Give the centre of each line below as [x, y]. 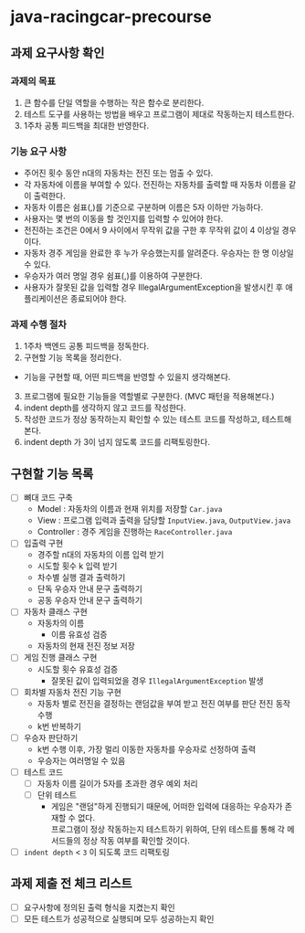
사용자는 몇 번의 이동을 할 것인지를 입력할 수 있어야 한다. [123, 219]
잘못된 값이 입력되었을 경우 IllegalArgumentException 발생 [157, 680]
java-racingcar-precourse [111, 17]
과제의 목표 [33, 81]
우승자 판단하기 [51, 737]
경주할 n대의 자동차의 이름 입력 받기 [100, 555]
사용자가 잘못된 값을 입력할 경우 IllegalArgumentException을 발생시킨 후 [153, 287]
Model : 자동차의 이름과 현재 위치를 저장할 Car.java [130, 509]
